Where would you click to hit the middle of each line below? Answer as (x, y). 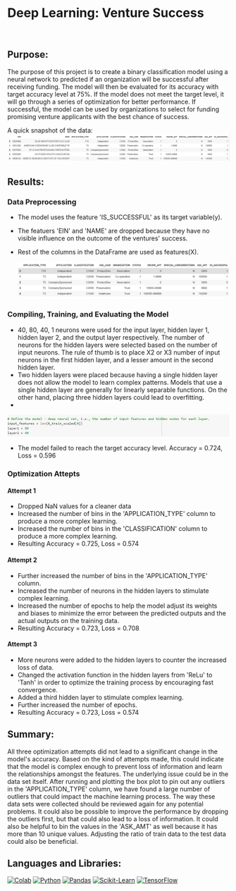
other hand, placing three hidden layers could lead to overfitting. (111, 397)
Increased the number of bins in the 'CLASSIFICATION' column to (112, 529)
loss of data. (36, 667)
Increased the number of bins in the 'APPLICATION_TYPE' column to (117, 514)
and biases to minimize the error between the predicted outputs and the (122, 613)
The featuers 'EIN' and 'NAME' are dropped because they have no (113, 231)
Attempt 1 (22, 491)
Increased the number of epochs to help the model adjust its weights (117, 606)
